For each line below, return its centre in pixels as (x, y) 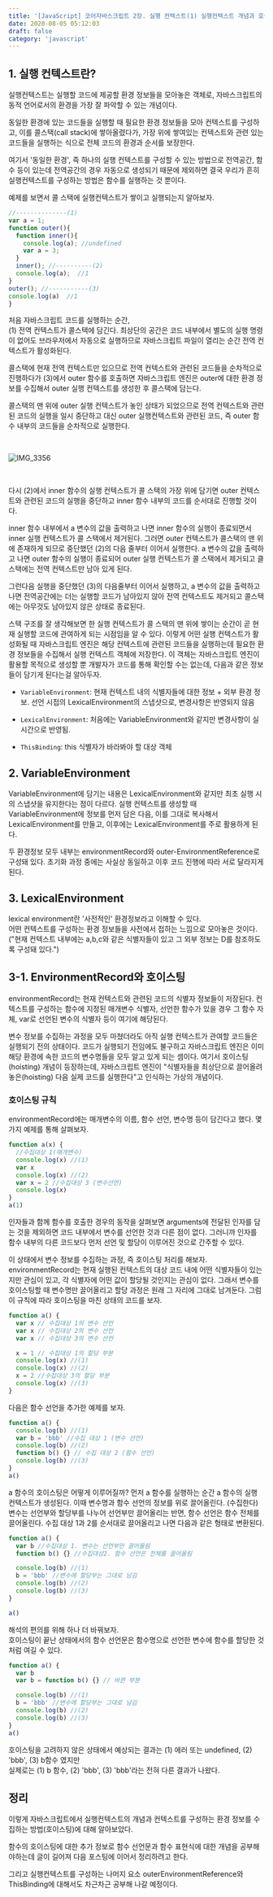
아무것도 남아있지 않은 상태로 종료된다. (84, 606)
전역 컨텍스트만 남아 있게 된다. (84, 569)
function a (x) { (36, 1145)
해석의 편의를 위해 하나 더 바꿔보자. (64, 1629)
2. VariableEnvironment (69, 773)
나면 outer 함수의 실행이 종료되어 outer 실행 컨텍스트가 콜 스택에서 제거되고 (136, 559)
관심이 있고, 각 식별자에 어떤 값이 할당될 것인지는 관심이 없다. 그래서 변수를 (141, 1280)
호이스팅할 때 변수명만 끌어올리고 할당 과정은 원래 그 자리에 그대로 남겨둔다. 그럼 (135, 1290)
